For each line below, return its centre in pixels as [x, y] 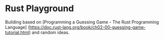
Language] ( [17, 27]
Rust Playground [40, 9]
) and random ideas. [49, 32]
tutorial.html [17, 32]
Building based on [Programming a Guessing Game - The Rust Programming [82, 22]
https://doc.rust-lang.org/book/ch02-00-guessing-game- [87, 27]
